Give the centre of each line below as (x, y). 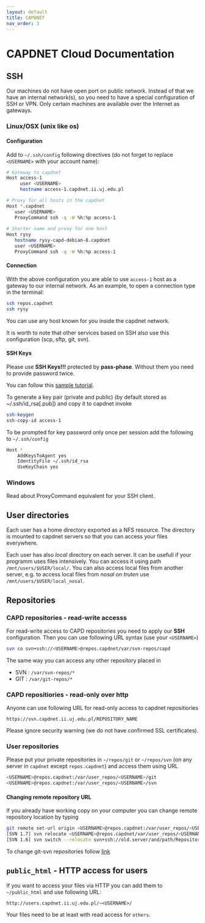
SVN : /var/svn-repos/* (45, 672)
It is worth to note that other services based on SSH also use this (88, 333)
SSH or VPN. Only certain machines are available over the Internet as (93, 104)
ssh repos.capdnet (30, 303)
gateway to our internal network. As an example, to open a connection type (101, 285)
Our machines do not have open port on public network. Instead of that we (100, 91)
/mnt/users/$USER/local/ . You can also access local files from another (95, 568)
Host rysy (19, 235)
